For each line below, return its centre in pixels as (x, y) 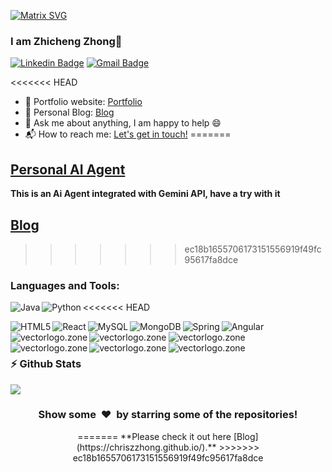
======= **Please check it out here (154, 436)
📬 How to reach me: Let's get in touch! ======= (128, 134)
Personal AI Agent (68, 169)
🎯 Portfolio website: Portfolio (83, 102)
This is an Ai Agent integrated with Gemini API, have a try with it (145, 194)
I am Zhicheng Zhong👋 (66, 41)
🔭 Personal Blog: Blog (69, 112)
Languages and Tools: (65, 285)
